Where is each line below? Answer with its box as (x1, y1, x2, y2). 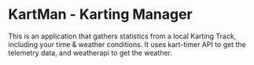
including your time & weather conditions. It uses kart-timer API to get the (8, 39, 246, 49)
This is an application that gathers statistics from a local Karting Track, (8, 31, 237, 41)
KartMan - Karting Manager (8, 5, 193, 23)
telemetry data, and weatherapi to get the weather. (8, 48, 173, 57)
